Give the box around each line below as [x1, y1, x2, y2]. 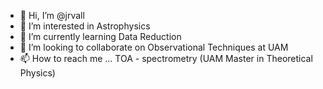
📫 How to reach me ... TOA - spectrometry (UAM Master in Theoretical [19, 53, 313, 64]
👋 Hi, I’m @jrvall [19, 10, 85, 21]
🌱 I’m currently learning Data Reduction [19, 31, 182, 42]
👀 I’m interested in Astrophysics [19, 20, 151, 32]
